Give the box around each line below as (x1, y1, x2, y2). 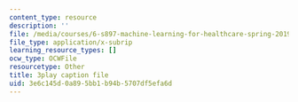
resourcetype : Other (9, 63, 86, 72)
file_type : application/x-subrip (9, 37, 133, 47)
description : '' (9, 21, 69, 30)
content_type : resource (9, 12, 98, 22)
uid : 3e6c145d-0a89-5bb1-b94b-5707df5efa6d (9, 79, 173, 88)
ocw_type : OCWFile (9, 54, 77, 63)
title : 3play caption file (9, 71, 109, 80)
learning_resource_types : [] (9, 46, 117, 55)
